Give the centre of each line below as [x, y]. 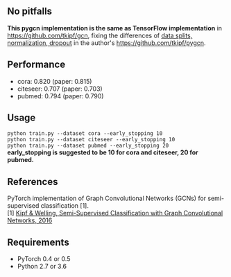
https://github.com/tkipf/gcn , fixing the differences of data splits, [100, 35]
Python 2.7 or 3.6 [42, 267]
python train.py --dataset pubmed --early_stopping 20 [88, 146]
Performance [36, 65]
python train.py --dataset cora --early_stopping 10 [85, 134]
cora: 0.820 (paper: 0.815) [54, 81]
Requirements [38, 242]
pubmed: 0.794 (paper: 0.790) [60, 96]
